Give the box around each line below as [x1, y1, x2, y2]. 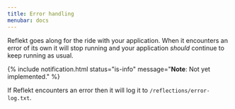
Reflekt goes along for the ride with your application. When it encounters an [7, 36, 229, 44]
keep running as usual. [7, 51, 74, 60]
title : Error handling [7, 10, 74, 18]
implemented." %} [7, 72, 60, 81]
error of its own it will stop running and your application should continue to [7, 44, 225, 52]
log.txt [7, 94, 30, 102]
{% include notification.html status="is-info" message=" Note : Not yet [7, 65, 211, 73]
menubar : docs [7, 17, 50, 24]
